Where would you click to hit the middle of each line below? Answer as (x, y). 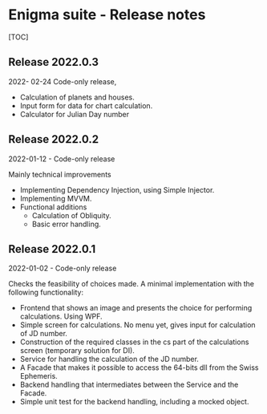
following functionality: (46, 292)
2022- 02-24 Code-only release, (63, 81)
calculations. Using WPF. (61, 317)
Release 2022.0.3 (53, 62)
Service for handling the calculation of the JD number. (109, 359)
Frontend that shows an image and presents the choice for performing (136, 308)
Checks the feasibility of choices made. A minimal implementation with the (131, 284)
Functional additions (53, 207)
